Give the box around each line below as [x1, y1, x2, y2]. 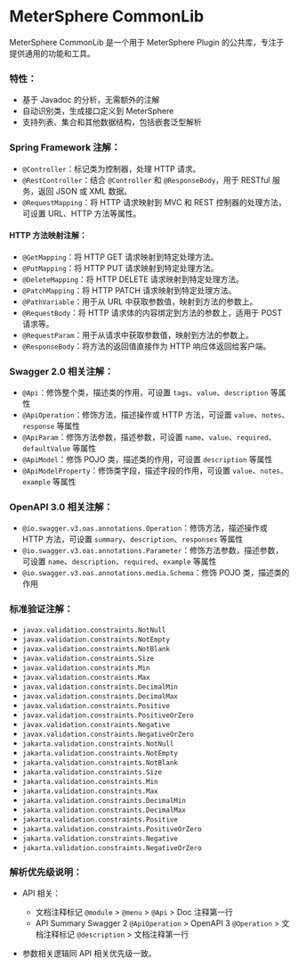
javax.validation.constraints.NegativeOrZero [21, 730, 194, 739]
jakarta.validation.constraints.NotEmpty [21, 748, 178, 757]
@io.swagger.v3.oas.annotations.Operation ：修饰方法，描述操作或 [21, 523, 269, 533]
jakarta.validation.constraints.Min [21, 777, 158, 786]
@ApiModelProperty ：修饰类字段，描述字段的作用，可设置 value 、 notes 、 [21, 466, 289, 476]
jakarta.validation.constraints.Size [21, 767, 163, 777]
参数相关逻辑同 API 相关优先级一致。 [21, 947, 157, 958]
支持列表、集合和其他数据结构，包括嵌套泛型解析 [21, 117, 202, 128]
